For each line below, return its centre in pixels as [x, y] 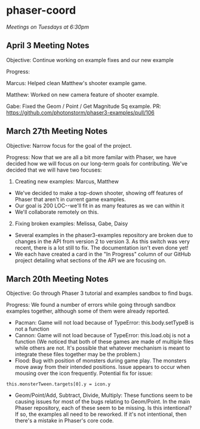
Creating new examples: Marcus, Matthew [67, 181]
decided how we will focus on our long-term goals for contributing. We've [97, 163]
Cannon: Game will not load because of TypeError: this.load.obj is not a [102, 335]
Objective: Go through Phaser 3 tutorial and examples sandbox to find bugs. [99, 293]
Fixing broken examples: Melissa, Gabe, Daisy [71, 223]
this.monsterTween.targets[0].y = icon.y [59, 384]
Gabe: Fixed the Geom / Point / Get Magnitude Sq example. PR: [84, 106]
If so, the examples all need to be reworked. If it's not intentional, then [101, 414]
